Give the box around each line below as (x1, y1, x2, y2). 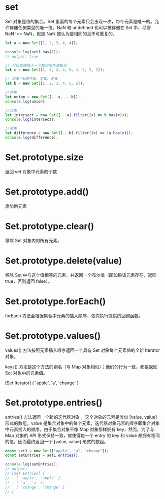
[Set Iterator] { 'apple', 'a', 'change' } (5, 380, 79, 386)
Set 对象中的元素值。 (5, 370, 48, 376)
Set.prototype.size (5, 152, 84, 163)
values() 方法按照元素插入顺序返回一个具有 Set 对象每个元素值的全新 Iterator (5, 347, 160, 353)
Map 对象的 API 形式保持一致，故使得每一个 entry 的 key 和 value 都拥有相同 (5, 432, 160, 438)
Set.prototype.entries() (5, 397, 102, 408)
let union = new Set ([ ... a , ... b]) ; (5, 94, 80, 100)
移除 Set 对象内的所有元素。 (5, 237, 62, 243)
